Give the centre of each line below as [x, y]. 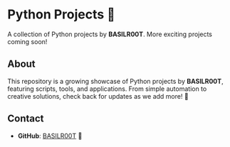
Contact [26, 119]
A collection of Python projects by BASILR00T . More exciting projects [110, 34]
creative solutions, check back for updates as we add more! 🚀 [98, 96]
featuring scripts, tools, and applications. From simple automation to [107, 89]
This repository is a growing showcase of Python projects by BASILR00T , [115, 81]
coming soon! [27, 41]
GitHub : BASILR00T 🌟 [50, 136]
